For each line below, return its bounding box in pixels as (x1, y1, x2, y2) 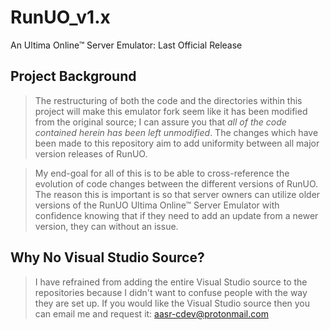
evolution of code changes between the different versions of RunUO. (34, 177, 319, 190)
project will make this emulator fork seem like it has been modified (34, 105, 308, 117)
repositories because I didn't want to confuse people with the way (34, 286, 308, 298)
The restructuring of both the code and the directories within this (34, 94, 303, 106)
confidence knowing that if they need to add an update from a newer (34, 209, 319, 221)
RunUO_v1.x (10, 6, 111, 29)
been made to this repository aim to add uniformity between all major (34, 137, 320, 149)
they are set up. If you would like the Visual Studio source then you (34, 297, 311, 309)
